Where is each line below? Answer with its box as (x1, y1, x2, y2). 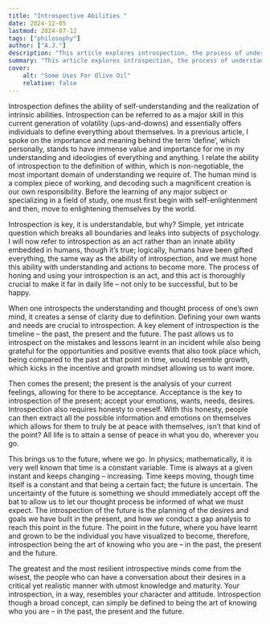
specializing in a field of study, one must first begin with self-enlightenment (8, 195, 258, 205)
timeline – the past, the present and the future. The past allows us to (8, 329, 235, 339)
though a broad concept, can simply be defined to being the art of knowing (8, 597, 257, 607)
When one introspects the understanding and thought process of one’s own (8, 303, 259, 313)
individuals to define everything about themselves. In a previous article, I (8, 126, 249, 137)
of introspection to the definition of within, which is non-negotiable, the (8, 161, 243, 170)
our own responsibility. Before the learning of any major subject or (8, 187, 227, 196)
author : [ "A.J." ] (8, 42, 67, 50)
